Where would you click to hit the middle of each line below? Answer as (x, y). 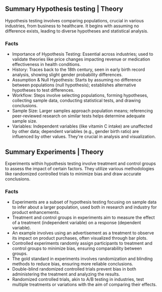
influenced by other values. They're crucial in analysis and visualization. (84, 137)
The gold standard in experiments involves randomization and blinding (82, 259)
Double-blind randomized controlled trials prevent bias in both (74, 269)
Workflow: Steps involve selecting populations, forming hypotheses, (80, 96)
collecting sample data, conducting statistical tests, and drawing (76, 100)
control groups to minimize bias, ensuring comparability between (77, 248)
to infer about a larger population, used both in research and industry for (84, 207)
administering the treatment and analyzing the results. (66, 274)
